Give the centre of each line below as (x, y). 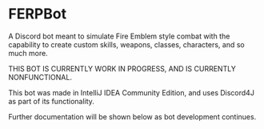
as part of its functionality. (51, 101)
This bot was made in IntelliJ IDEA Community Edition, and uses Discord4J (131, 92)
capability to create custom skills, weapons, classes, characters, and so (127, 44)
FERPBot (37, 14)
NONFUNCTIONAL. (40, 77)
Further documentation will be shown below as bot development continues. (132, 116)
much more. (28, 53)
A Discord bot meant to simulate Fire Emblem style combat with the (119, 36)
